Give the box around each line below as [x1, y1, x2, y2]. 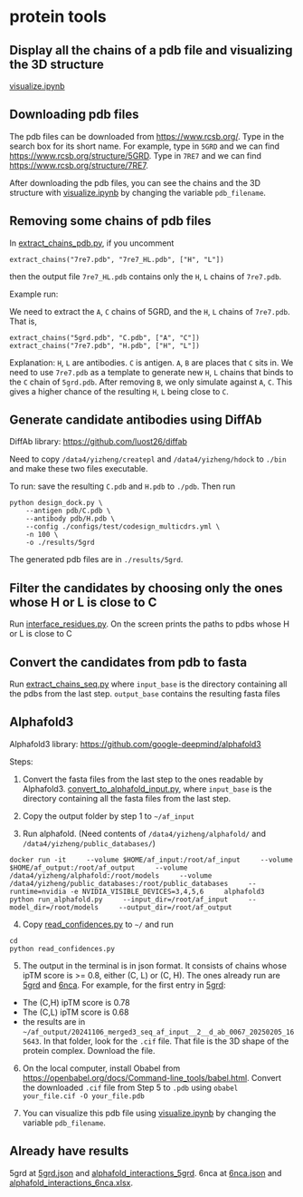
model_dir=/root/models [9, 902, 99, 912]
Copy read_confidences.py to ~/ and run [22, 919, 175, 929]
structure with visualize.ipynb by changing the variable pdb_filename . [9, 187, 267, 198]
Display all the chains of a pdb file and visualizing [9, 43, 293, 58]
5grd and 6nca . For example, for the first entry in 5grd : [22, 979, 226, 990]
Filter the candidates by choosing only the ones [9, 580, 283, 596]
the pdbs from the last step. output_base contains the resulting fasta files [9, 688, 280, 699]
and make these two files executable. [9, 463, 148, 474]
